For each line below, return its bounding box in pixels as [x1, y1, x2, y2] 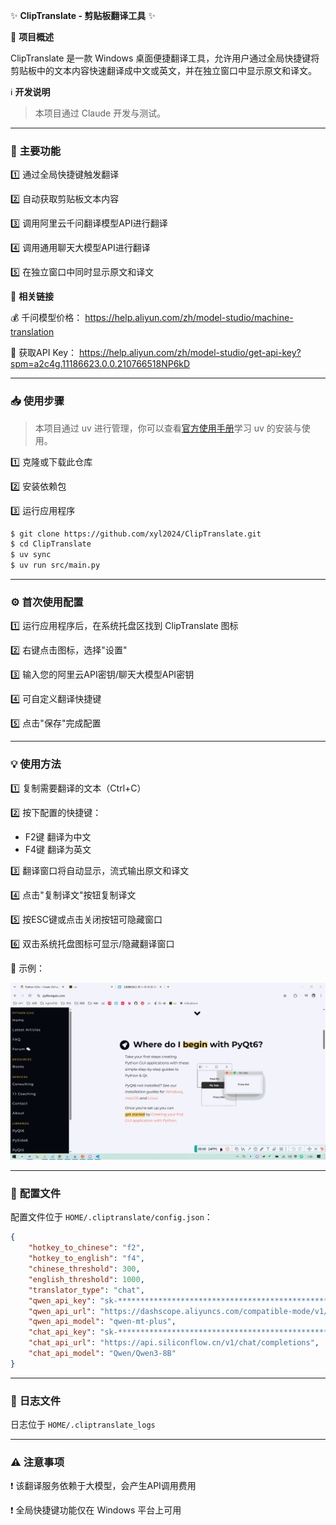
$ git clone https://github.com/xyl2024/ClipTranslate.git [10, 529, 262, 539]
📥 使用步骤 [10, 394, 65, 408]
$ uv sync [10, 550, 52, 560]
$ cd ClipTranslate [10, 539, 92, 549]
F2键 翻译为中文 [24, 830, 92, 843]
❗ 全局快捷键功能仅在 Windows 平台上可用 [10, 1504, 182, 1516]
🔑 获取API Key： [10, 347, 78, 359]
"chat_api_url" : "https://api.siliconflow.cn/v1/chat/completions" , [28, 1338, 320, 1348]
